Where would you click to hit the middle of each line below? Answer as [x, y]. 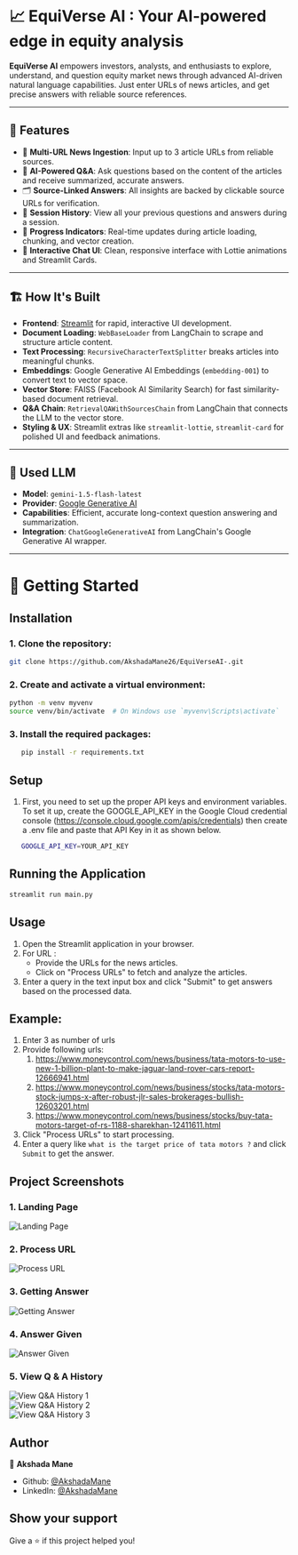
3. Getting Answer [49, 1292]
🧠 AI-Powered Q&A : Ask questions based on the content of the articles [152, 171]
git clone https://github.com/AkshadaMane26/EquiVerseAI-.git [126, 662]
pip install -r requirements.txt [82, 753]
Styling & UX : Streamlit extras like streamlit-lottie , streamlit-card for [153, 427]
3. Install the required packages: [80, 734]
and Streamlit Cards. [59, 260]
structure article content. [67, 341]
